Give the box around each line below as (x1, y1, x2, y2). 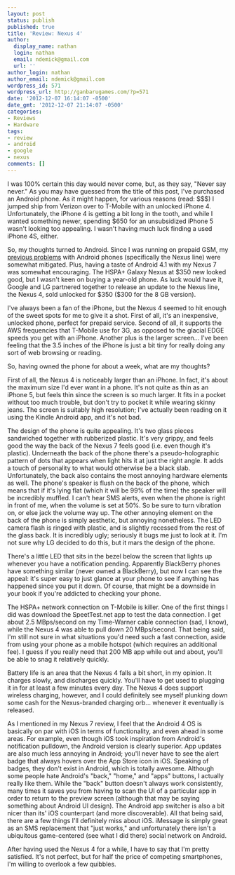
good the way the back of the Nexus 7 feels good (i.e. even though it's (7, 441, 210, 450)
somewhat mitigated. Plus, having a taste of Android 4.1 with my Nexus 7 (7, 260, 217, 269)
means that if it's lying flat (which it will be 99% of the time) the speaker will (7, 486, 227, 495)
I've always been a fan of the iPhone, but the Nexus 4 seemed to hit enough (7, 303, 227, 312)
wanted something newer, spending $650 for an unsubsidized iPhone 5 (7, 217, 214, 225)
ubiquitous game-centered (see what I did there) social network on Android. (7, 831, 227, 839)
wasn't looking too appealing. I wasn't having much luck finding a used (7, 224, 213, 232)
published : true (7, 23, 55, 30)
